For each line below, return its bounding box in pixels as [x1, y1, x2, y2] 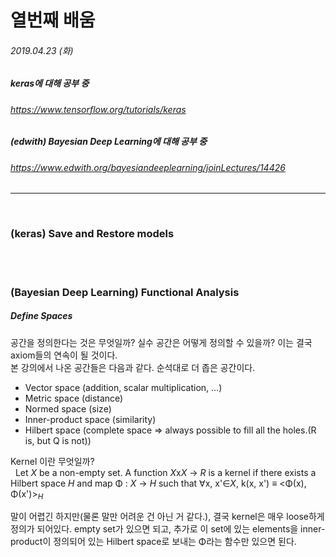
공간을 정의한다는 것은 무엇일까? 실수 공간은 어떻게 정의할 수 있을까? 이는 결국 [10, 336, 313, 348]
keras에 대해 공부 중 [10, 77, 90, 90]
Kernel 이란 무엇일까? [10, 455, 95, 467]
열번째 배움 [10, 9, 96, 32]
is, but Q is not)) [24, 434, 92, 446]
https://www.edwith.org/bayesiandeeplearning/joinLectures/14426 [10, 161, 286, 173]
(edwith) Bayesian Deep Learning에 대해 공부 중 [10, 136, 208, 148]
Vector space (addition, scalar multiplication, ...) [24, 381, 223, 393]
